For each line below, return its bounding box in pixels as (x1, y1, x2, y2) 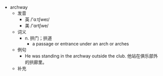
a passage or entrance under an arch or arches (32, 41, 130, 46)
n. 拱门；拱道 (24, 35, 52, 41)
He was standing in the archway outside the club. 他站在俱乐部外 (24, 53, 158, 59)
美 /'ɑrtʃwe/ (24, 22, 49, 28)
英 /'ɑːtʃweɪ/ (24, 16, 50, 22)
